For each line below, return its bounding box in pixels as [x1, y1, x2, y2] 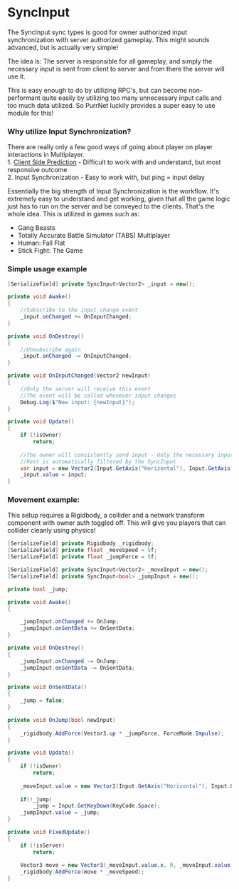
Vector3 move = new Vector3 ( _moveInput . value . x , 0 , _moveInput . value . [20, 862, 234, 869]
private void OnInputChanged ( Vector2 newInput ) [7, 372, 152, 379]
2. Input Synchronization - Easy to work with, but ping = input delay [7, 173, 205, 182]
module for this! [7, 109, 54, 117]
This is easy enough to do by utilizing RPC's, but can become [7, 86, 187, 94]
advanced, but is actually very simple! [7, 43, 119, 51]
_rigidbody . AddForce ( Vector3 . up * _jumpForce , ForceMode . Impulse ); [20, 730, 224, 737]
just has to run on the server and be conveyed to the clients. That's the [7, 202, 215, 211]
